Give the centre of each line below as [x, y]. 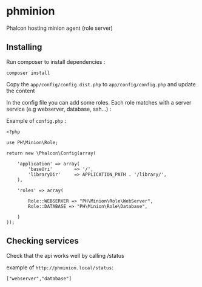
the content [21, 91]
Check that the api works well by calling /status [65, 255]
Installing [24, 47]
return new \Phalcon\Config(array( [51, 153]
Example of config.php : [36, 120]
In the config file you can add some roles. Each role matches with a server [99, 102]
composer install [28, 73]
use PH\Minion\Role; [32, 142]
